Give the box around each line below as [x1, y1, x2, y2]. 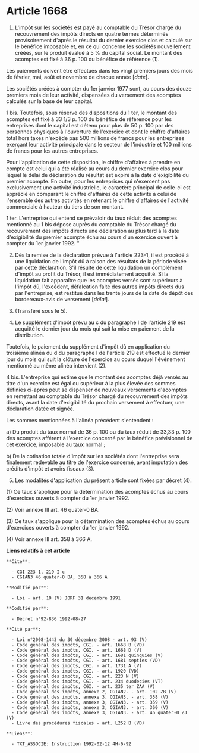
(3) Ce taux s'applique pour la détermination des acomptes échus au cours [6, 517, 190, 525]
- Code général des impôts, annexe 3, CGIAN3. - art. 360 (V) [11, 704, 169, 710]
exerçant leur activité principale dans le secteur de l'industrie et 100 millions [6, 141, 192, 148]
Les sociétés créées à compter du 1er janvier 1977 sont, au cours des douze [6, 85, 192, 92]
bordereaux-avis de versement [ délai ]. [14, 295, 109, 303]
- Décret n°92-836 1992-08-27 [11, 615, 86, 622]
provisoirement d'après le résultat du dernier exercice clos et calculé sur [14, 36, 192, 43]
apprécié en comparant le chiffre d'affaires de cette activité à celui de [6, 190, 177, 197]
